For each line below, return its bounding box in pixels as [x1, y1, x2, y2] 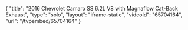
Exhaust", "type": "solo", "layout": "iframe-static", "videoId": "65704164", [5, 11, 183, 18]
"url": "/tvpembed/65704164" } [5, 18, 81, 24]
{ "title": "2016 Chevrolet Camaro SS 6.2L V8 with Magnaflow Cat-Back [5, 5, 178, 12]
